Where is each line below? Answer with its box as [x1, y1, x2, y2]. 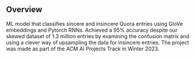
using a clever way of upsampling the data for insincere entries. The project [6, 39, 189, 46]
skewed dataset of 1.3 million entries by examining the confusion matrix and [6, 32, 190, 40]
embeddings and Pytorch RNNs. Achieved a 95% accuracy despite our [6, 26, 178, 33]
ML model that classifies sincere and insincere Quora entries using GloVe [6, 20, 183, 27]
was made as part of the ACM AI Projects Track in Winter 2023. [6, 45, 160, 52]
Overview [6, 5, 43, 15]
